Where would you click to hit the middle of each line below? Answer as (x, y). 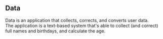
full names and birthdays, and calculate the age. (55, 31)
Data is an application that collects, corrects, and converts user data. (77, 20)
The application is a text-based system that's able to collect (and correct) (82, 25)
